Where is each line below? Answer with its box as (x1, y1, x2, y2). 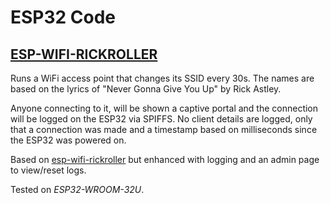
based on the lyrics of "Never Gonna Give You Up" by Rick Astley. (10, 83, 282, 95)
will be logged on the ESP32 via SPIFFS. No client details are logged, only (10, 113, 313, 125)
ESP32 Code (10, 6, 117, 29)
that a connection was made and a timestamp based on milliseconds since (10, 124, 318, 135)
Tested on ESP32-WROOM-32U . (10, 184, 145, 195)
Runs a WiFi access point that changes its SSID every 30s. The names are (10, 72, 315, 84)
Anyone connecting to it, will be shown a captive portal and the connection (10, 102, 319, 114)
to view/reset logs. (10, 164, 87, 176)
